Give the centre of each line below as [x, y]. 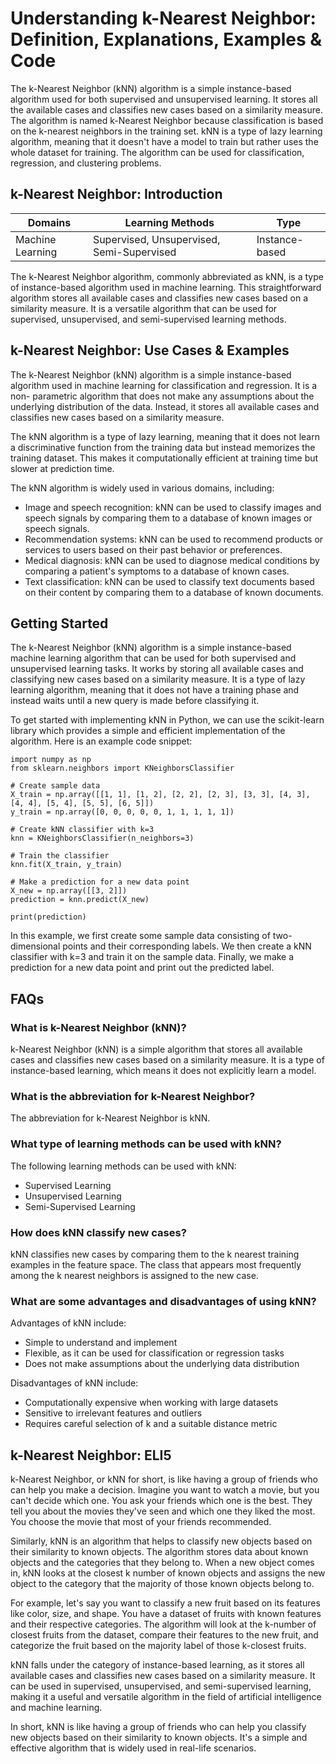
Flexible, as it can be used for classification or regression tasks [154, 1353]
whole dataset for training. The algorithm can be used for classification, [157, 152]
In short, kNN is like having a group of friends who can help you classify [158, 1727]
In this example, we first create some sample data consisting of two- [151, 936]
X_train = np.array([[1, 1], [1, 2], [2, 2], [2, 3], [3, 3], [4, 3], [160, 795]
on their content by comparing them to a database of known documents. [174, 592]
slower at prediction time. [62, 468]
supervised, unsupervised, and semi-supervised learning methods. [148, 319]
